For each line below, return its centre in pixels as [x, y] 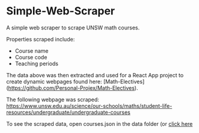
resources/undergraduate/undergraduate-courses [68, 112]
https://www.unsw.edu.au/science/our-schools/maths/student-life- [89, 105]
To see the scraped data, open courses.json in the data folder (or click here [99, 123]
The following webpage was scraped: [53, 99]
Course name [32, 51]
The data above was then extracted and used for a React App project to [95, 75]
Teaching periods [37, 64]
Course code [31, 57]
